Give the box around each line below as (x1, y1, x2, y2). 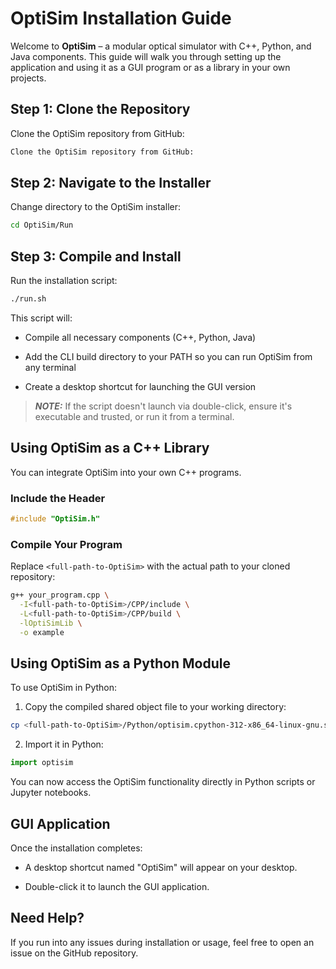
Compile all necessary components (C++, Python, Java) (24, 332, 257, 343)
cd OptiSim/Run (10, 220, 74, 231)
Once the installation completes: (10, 842, 143, 854)
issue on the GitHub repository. (10, 947, 139, 959)
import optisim (10, 758, 74, 768)
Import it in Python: (24, 738, 104, 751)
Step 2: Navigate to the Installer (10, 175, 212, 192)
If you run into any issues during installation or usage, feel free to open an (10, 936, 315, 948)
